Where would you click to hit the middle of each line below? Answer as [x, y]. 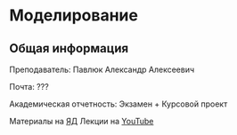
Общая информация [69, 48]
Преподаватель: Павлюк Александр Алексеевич [102, 69]
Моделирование [74, 16]
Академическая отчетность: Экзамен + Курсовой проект [118, 104]
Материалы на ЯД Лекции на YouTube [82, 121]
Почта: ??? [29, 87]
